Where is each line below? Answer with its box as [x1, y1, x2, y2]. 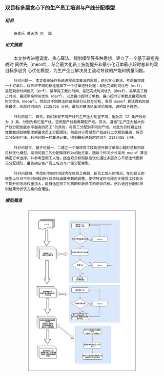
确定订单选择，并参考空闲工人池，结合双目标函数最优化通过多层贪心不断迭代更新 [5, 155, 143, 160]
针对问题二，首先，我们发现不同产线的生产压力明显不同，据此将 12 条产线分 [14, 114, 146, 119]
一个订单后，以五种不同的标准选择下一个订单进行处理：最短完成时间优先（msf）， [5, 83, 144, 88]
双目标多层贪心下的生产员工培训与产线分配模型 [5, 4, 115, 11]
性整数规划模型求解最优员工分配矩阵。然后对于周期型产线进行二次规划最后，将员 [5, 130, 143, 135]
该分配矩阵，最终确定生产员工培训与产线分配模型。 [5, 161, 93, 166]
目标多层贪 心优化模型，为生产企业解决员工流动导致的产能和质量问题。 [5, 67, 147, 73]
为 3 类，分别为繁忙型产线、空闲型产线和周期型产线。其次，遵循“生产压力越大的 [5, 119, 145, 125]
